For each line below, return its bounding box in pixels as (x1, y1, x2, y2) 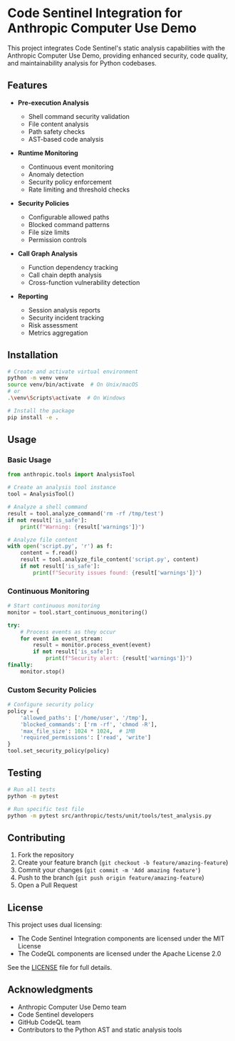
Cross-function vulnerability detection (28, 278, 140, 286)
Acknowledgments (7, 984, 94, 996)
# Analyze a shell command (7, 503, 88, 511)
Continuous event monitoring (28, 162, 114, 171)
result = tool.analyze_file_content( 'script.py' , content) (20, 556, 199, 563)
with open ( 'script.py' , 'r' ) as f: (7, 543, 113, 550)
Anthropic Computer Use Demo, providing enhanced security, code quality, (7, 51, 229, 60)
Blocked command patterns (28, 220, 110, 229)
